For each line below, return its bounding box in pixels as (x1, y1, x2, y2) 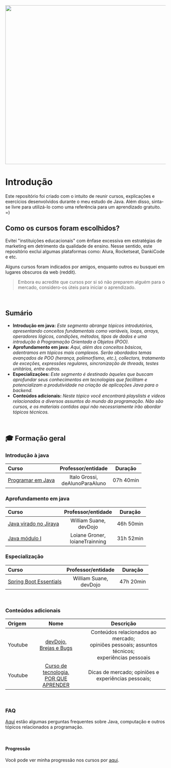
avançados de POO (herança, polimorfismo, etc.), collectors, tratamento (12, 355, 165, 361)
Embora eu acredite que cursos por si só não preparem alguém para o (17, 279, 165, 285)
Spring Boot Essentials (8, 578, 62, 585)
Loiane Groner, (70, 531, 106, 539)
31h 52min (117, 535, 144, 542)
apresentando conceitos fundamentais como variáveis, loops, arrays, (12, 328, 159, 334)
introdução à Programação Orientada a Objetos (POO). (12, 338, 129, 345)
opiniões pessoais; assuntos (90, 641, 158, 648)
